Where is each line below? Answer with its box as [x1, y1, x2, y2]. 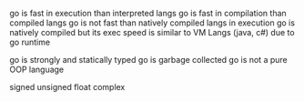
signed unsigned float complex [9, 82, 126, 92]
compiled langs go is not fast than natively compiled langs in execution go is [9, 17, 296, 28]
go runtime [9, 36, 51, 47]
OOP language [9, 64, 65, 75]
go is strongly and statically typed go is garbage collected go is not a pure [9, 55, 289, 65]
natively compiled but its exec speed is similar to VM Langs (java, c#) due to [9, 27, 295, 37]
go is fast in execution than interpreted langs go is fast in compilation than [9, 8, 287, 18]
